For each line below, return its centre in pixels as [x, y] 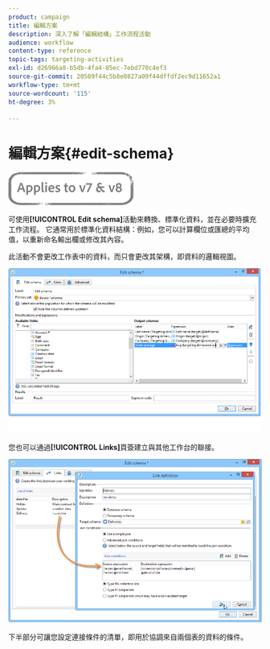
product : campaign [39, 17]
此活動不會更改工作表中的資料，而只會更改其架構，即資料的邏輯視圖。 [125, 257]
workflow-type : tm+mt [45, 85]
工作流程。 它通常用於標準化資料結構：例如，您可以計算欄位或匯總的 [122, 229]
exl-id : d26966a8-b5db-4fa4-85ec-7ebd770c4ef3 [88, 68]
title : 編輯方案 [33, 25]
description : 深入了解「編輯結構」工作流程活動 [80, 34]
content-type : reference [50, 51]
